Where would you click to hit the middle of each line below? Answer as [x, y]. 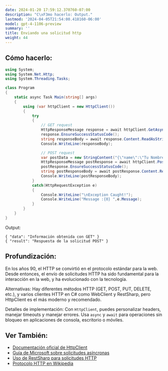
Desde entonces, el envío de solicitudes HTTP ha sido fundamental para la [82, 274]
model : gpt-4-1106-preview [33, 24]
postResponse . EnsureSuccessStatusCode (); [84, 167]
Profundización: [31, 257]
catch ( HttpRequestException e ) [64, 185]
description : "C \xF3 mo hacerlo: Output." [49, 15]
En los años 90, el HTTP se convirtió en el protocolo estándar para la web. [82, 268]
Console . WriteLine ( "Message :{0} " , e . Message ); [91, 199]
